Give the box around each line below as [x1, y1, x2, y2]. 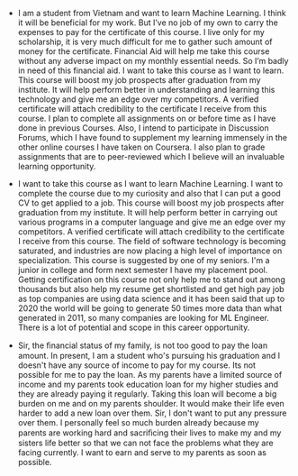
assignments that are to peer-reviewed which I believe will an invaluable [17, 151, 285, 161]
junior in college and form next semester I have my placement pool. [17, 265, 268, 275]
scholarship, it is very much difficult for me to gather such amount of [17, 36, 273, 47]
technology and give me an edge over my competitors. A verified [17, 94, 259, 105]
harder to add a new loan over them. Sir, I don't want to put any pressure [17, 407, 287, 418]
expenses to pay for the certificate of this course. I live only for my [17, 27, 266, 37]
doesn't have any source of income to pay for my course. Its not [17, 360, 257, 371]
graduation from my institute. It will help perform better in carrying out [17, 207, 278, 217]
